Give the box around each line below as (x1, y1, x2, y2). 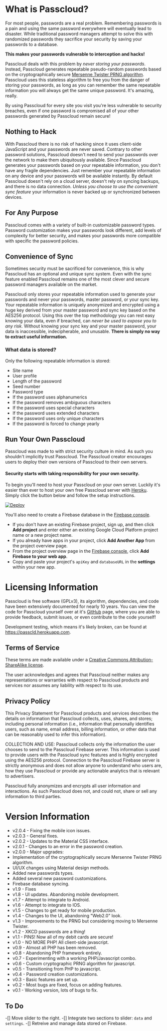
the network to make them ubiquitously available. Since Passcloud (5, 157, 141, 163)
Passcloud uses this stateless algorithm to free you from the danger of (5, 77, 150, 83)
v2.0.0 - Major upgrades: (12, 849, 64, 855)
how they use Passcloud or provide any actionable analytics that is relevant (5, 768, 160, 774)
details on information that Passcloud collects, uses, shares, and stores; (5, 716, 153, 722)
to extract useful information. (5, 334, 67, 340)
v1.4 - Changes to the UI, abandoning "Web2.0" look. (12, 913, 122, 919)
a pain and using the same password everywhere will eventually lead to (5, 25, 152, 31)
